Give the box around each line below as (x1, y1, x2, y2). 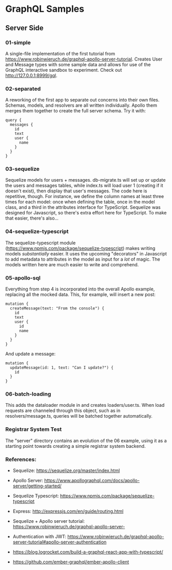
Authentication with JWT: (12, 533, 67, 539)
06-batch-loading (5, 390, 51, 398)
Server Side (5, 24, 44, 32)
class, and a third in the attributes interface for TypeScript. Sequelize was (5, 204, 161, 210)
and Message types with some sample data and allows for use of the (5, 61, 151, 67)
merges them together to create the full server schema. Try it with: (5, 108, 146, 114)
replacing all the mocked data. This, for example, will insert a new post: (5, 291, 156, 298)
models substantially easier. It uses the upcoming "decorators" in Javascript (5, 250, 167, 257)
